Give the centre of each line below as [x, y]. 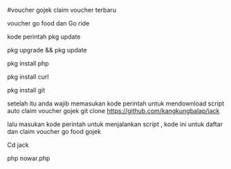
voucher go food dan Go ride [48, 23]
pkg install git [26, 90]
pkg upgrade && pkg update [47, 50]
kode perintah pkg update [44, 37]
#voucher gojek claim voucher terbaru [62, 10]
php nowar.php [29, 158]
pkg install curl [28, 77]
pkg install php [28, 63]
